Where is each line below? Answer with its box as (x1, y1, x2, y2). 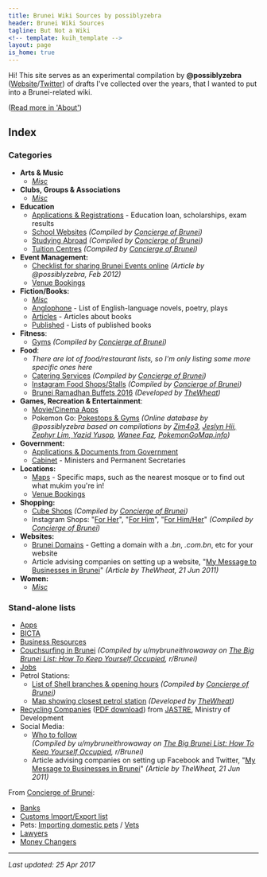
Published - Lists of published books (31, 320, 152, 329)
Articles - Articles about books (31, 311, 133, 321)
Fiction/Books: (19, 286, 70, 295)
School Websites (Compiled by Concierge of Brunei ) (31, 227, 203, 236)
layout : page (8, 41, 52, 49)
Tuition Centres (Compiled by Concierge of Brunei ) (31, 244, 198, 253)
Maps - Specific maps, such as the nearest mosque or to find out (31, 472, 245, 481)
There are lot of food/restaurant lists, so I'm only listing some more (31, 353, 251, 363)
